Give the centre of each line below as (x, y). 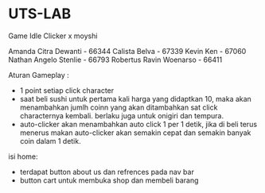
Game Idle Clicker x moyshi (53, 36)
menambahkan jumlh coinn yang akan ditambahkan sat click (119, 107)
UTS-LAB (40, 14)
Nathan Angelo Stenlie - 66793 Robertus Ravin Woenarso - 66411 (115, 60)
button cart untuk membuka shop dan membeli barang (109, 180)
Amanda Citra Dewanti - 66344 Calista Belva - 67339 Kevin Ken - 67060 (127, 51)
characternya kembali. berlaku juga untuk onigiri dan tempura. (122, 115)
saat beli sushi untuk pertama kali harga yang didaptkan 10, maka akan (136, 98)
